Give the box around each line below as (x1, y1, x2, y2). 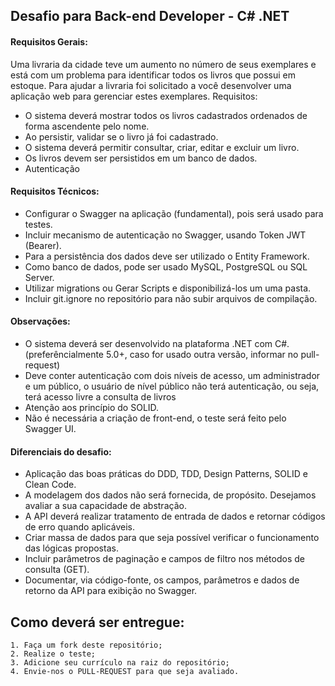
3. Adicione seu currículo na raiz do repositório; (10, 658, 230, 668)
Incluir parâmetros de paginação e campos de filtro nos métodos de (24, 553, 305, 565)
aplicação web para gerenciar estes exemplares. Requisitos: (10, 90, 258, 102)
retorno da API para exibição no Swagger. (24, 585, 198, 597)
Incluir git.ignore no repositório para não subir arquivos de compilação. (24, 292, 318, 304)
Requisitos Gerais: (10, 35, 88, 48)
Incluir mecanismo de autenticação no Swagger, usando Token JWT (24, 229, 307, 241)
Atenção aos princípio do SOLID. (24, 402, 160, 413)
